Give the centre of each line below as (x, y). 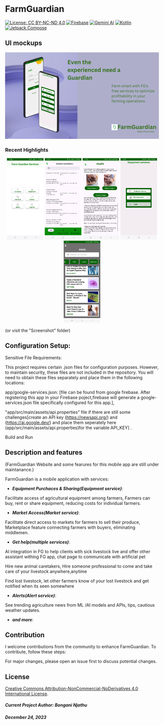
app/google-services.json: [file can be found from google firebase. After (78, 392)
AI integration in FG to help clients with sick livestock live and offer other (78, 551)
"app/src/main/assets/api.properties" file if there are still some (68, 412)
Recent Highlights (27, 150)
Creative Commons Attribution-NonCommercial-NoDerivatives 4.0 (72, 689)
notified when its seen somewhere (40, 586)
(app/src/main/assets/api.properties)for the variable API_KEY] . (69, 428)
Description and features (44, 453)
